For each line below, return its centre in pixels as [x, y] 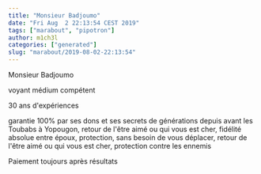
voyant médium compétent [52, 90]
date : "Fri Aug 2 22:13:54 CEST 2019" [74, 23]
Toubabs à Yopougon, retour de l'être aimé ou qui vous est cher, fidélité [125, 129]
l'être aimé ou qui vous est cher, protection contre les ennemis [110, 146]
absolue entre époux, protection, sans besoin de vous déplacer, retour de [128, 138]
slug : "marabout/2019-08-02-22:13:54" [72, 52]
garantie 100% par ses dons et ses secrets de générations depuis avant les [130, 121]
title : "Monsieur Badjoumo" [55, 15]
